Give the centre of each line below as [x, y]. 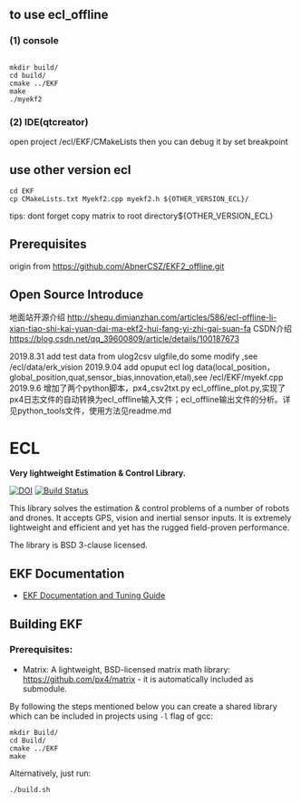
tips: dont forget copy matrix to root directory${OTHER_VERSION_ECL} [141, 216]
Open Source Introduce [77, 295]
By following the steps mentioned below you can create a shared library [144, 706]
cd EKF [22, 191]
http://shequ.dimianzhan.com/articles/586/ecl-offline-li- [172, 317]
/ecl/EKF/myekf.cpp [247, 377]
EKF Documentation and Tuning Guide [94, 595]
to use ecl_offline [59, 15]
